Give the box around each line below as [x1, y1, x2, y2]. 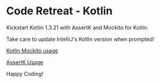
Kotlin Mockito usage [6, 47, 58, 54]
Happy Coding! [6, 70, 44, 77]
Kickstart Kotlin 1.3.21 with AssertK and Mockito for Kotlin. [6, 24, 149, 31]
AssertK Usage [6, 59, 44, 66]
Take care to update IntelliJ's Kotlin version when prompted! [6, 35, 155, 42]
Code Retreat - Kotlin [6, 4, 113, 18]
